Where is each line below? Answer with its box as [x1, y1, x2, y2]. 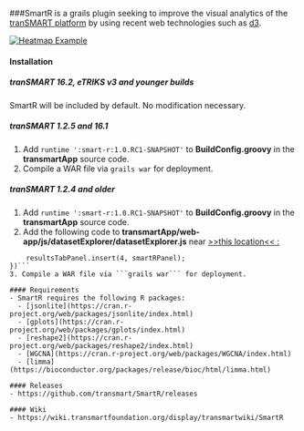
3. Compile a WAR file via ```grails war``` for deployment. [9, 269, 247, 279]
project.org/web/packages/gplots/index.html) [9, 325, 185, 334]
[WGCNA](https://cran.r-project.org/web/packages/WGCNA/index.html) [26, 349, 292, 358]
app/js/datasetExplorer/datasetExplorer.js [22, 236, 187, 247]
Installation [9, 56, 53, 67]
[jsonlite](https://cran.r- [26, 301, 132, 311]
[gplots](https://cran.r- [26, 317, 125, 326]
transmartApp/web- [121, 226, 201, 237]
